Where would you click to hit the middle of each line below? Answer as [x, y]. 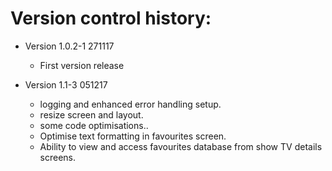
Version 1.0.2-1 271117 [69, 46]
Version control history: [111, 18]
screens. [58, 157]
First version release [82, 65]
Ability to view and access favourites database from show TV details [181, 146]
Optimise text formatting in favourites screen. [133, 136]
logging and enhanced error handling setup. [130, 104]
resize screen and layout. [91, 114]
